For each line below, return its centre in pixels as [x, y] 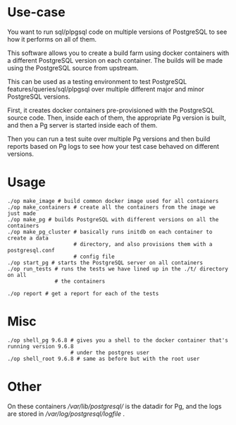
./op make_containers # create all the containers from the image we [112, 207]
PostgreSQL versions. [39, 97]
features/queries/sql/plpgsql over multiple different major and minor [106, 89]
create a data [28, 238]
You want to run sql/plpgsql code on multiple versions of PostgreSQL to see [117, 32]
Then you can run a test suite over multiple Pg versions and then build [109, 139]
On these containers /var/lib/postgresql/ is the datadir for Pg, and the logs [114, 406]
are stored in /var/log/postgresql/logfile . [66, 414]
